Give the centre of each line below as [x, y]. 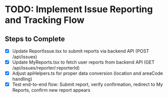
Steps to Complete [35, 39]
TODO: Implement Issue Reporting [79, 9]
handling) [22, 79]
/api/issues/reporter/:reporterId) [46, 68]
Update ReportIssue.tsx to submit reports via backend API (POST [80, 51]
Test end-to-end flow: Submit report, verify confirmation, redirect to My [88, 84]
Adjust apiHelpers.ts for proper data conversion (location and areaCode [88, 73]
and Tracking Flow [45, 20]
